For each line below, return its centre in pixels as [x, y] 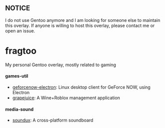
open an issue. [20, 31]
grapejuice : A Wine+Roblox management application [66, 98]
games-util [17, 76]
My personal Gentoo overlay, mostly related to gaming [61, 65]
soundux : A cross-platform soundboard [53, 120]
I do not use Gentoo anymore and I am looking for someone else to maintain [83, 20]
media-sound [19, 109]
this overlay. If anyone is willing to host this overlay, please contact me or [80, 25]
